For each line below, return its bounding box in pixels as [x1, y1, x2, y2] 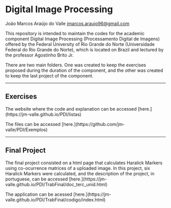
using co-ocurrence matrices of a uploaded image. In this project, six [5, 165, 150, 171]
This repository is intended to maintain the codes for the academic [5, 30, 145, 36]
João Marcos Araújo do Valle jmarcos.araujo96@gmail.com [5, 20, 130, 27]
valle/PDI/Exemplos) [5, 126, 48, 133]
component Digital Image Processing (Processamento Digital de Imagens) [5, 36, 160, 42]
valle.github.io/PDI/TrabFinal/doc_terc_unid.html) [5, 181, 108, 187]
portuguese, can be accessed [5, 176, 68, 182]
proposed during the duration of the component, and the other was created [5, 67, 163, 73]
